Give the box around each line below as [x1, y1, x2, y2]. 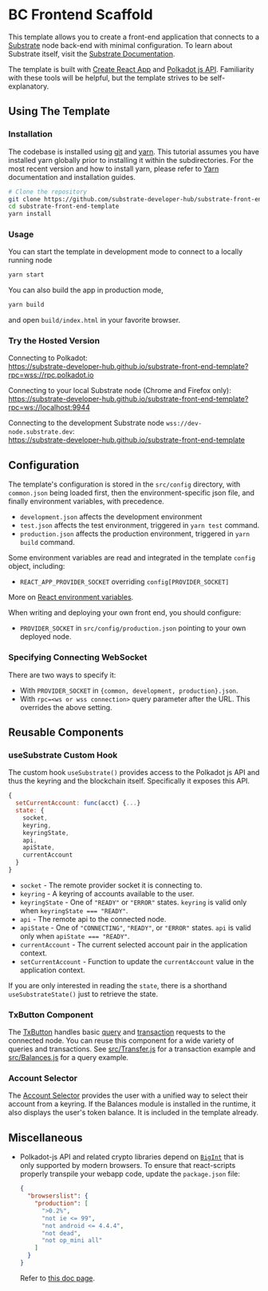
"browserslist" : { [27, 1192, 89, 1200]
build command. [19, 538, 76, 547]
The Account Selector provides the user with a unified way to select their [8, 1090, 248, 1100]
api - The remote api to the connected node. [19, 914, 167, 924]
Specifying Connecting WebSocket [8, 652, 148, 663]
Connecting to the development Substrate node [8, 418, 165, 428]
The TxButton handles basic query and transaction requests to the [8, 1027, 226, 1037]
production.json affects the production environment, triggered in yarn [19, 529, 250, 538]
